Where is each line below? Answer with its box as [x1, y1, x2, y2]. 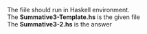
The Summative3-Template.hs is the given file [7, 13, 141, 21]
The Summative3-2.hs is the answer [7, 20, 112, 28]
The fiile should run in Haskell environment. [7, 6, 130, 14]
